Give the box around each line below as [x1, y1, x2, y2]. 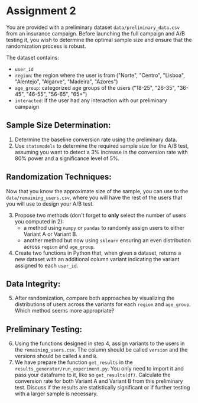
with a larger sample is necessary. [14, 390, 98, 397]
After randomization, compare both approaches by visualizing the [14, 294, 175, 302]
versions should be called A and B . [14, 353, 98, 360]
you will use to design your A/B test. [6, 200, 94, 207]
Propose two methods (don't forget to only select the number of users [14, 212, 186, 219]
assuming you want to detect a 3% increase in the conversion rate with [14, 148, 188, 155]
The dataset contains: [6, 54, 59, 61]
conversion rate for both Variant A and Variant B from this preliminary [14, 378, 183, 385]
